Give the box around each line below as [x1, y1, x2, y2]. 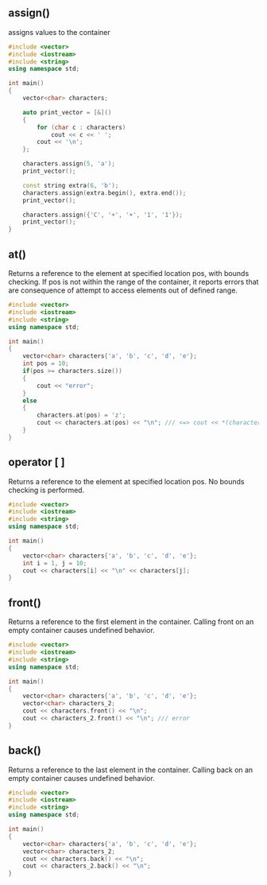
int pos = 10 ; [22, 359, 69, 368]
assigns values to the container [8, 27, 111, 37]
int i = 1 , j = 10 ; [22, 559, 87, 567]
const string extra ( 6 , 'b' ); [22, 181, 119, 189]
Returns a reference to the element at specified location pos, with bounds [8, 269, 250, 278]
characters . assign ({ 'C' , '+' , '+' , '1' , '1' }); [22, 211, 183, 219]
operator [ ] [8, 456, 65, 469]
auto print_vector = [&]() [22, 108, 112, 116]
